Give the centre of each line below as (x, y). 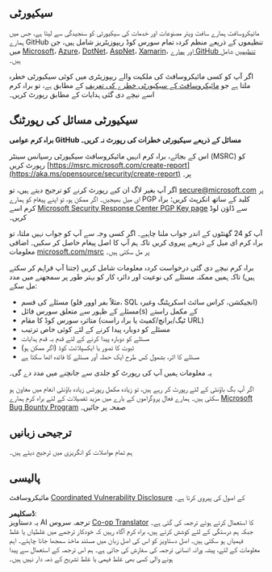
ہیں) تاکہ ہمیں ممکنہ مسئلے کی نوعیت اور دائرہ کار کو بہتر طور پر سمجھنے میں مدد (132, 276)
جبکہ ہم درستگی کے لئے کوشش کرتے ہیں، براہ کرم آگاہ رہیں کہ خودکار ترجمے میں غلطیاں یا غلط (131, 532)
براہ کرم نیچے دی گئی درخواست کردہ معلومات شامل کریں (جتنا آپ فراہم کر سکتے (132, 267)
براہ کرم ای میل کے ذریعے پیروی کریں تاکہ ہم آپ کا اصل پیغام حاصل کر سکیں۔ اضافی (136, 242)
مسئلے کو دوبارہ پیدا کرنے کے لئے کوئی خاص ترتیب (95, 329)
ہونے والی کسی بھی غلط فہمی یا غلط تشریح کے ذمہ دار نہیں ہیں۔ (91, 559)
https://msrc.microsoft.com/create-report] (119, 165)
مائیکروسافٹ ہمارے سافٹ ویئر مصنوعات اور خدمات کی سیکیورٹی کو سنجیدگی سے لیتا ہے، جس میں (134, 32)
